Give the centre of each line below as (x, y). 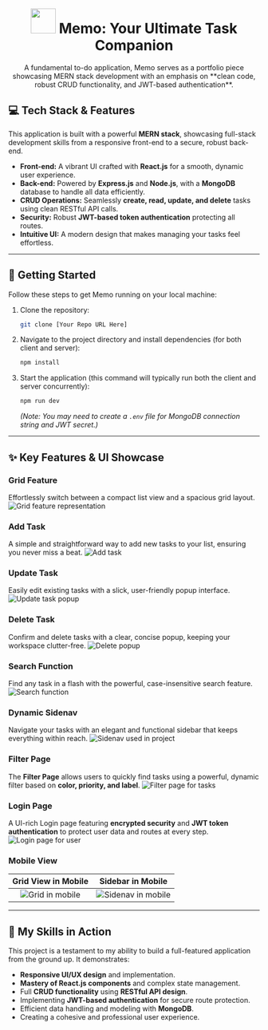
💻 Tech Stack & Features (72, 110)
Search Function (41, 666)
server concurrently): (55, 386)
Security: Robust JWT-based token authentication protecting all (127, 217)
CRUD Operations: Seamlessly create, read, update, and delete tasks (135, 200)
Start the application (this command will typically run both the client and (138, 378)
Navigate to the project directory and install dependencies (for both (130, 340)
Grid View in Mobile (51, 882)
